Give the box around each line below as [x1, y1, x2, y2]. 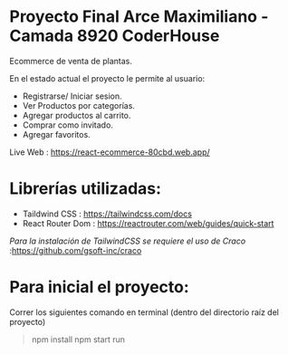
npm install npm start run [31, 333, 125, 345]
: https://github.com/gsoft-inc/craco [9, 244, 142, 255]
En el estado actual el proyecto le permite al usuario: [9, 72, 206, 83]
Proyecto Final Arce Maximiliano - [9, 6, 269, 27]
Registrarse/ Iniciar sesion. [22, 91, 122, 101]
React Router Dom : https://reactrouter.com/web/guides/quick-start [22, 217, 274, 228]
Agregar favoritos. [22, 129, 91, 139]
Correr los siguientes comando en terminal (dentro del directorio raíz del [9, 306, 279, 318]
